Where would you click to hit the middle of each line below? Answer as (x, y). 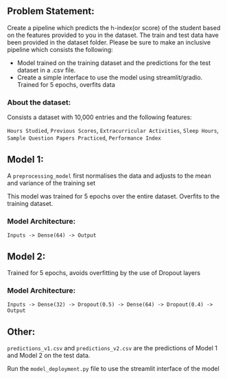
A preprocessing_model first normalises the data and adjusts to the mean (109, 175)
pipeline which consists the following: (60, 49)
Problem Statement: (51, 11)
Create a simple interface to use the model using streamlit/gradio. (110, 77)
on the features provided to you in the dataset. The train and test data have (113, 35)
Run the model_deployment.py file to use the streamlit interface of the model (113, 369)
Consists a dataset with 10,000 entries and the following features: (99, 117)
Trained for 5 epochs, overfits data (66, 84)
